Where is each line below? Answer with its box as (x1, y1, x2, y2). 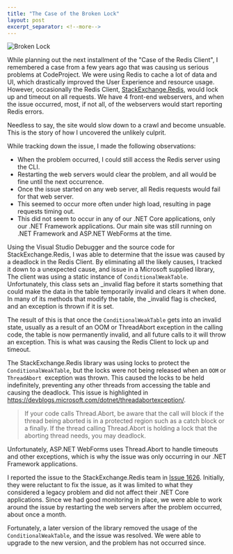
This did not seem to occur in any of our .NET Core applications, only (17, 215, 216, 223)
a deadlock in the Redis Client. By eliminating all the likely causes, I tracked (7, 258, 223, 266)
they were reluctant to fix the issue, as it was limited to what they (7, 481, 193, 489)
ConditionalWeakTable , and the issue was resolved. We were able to (7, 531, 202, 540)
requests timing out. (17, 207, 75, 216)
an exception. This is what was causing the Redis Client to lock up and (7, 338, 209, 346)
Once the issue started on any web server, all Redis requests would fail (17, 185, 220, 194)
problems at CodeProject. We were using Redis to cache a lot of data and (7, 70, 218, 79)
